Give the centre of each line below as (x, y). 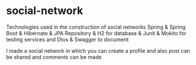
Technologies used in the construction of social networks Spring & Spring (96, 27)
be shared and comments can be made (54, 57)
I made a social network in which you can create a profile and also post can (98, 50)
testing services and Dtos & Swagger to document (68, 39)
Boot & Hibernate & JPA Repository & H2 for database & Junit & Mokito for (96, 33)
